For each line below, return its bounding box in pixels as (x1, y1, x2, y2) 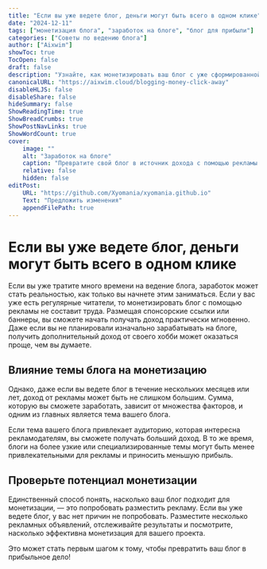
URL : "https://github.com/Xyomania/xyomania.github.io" (22, 188, 212, 197)
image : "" (22, 145, 56, 153)
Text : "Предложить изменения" (22, 196, 123, 204)
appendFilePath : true (22, 203, 94, 211)
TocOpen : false (8, 56, 59, 64)
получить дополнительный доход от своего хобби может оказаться (8, 331, 238, 342)
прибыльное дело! (8, 552, 72, 561)
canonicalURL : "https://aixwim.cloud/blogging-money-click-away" (8, 78, 229, 86)
